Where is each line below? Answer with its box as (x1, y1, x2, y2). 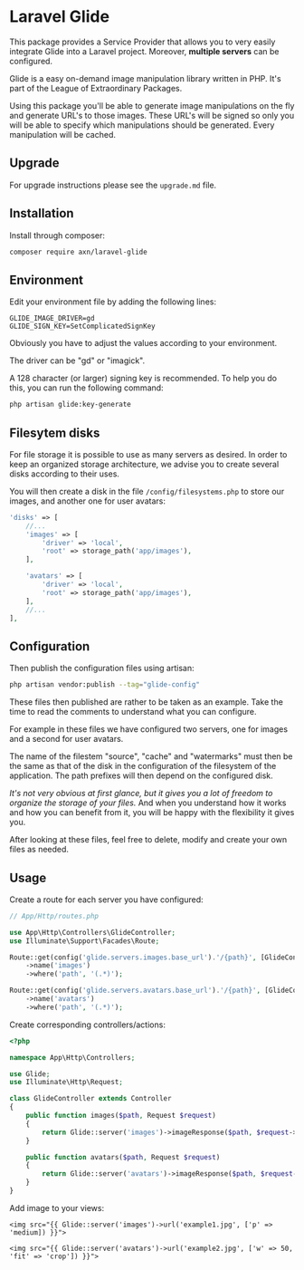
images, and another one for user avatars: (9, 495, 166, 506)
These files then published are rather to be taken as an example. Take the (9, 697, 283, 707)
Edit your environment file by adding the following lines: (9, 296, 217, 307)
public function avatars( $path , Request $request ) (25, 1152, 221, 1161)
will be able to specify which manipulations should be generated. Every (9, 120, 275, 130)
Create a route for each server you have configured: (9, 894, 204, 905)
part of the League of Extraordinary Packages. (9, 82, 183, 93)
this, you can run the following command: (9, 382, 165, 393)
